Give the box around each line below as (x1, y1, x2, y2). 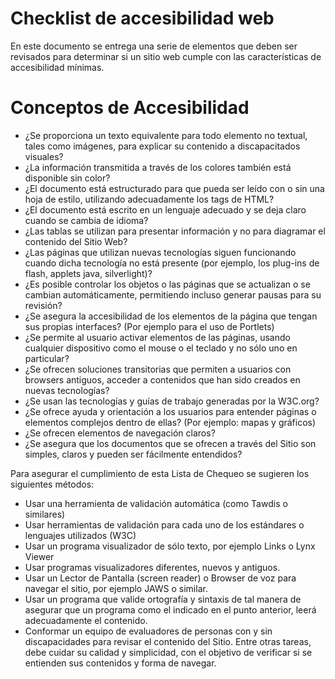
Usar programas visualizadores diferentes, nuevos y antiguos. (24, 561, 281, 573)
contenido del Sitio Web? (24, 235, 128, 247)
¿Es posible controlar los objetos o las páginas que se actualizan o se (24, 278, 311, 290)
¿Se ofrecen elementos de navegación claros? (24, 427, 216, 439)
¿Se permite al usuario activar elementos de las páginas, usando (24, 331, 291, 343)
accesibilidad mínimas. (10, 61, 105, 73)
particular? (24, 352, 70, 364)
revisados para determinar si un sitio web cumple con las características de (10, 50, 322, 62)
